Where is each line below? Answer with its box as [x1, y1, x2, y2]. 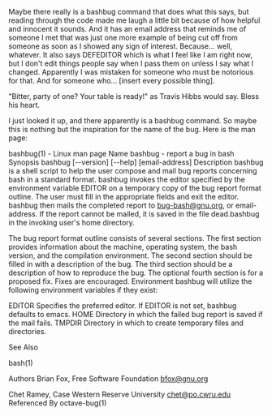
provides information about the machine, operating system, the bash [8, 242, 238, 251]
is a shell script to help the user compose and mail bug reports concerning [8, 166, 257, 175]
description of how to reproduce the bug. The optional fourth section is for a [8, 268, 264, 277]
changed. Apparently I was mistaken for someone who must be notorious [8, 67, 254, 76]
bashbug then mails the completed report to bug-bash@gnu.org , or [8, 200, 234, 210]
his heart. [8, 101, 41, 109]
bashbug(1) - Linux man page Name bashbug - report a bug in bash [8, 149, 235, 158]
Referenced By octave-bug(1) [8, 398, 107, 408]
